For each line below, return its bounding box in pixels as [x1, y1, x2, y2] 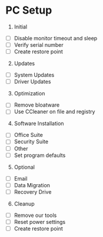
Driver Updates [14, 78, 51, 85]
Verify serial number [14, 41, 64, 48]
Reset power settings [14, 218, 66, 225]
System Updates [14, 72, 55, 79]
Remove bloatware [14, 101, 60, 108]
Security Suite [14, 138, 48, 145]
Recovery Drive [14, 188, 52, 196]
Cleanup [14, 200, 35, 207]
